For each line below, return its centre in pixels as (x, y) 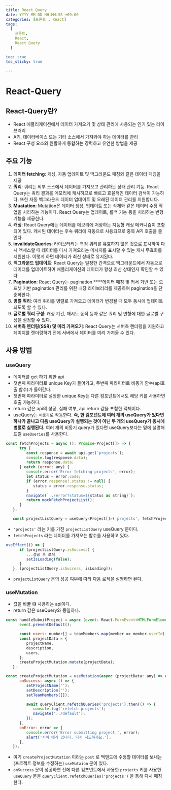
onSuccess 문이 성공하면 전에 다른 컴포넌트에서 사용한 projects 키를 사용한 (87, 770)
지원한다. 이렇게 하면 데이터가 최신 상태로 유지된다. (63, 256)
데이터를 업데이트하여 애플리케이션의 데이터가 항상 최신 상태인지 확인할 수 (86, 269)
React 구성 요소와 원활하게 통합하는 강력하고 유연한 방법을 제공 (75, 143)
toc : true (16, 57)
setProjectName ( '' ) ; (48, 685)
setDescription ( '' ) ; (48, 690)
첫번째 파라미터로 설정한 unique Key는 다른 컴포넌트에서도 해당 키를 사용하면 (89, 396)
